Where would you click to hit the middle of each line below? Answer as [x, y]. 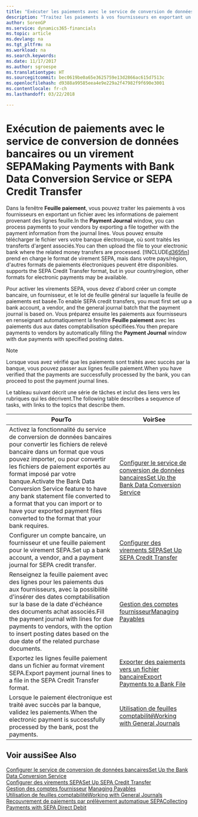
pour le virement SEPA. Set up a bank [60, 550]
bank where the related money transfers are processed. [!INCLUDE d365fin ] [98, 252]
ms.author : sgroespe [32, 67]
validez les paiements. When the [53, 712]
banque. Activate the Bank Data [52, 481]
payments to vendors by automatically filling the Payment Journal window [97, 333]
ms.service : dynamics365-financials [51, 28]
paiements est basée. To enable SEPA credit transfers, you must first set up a [99, 301]
